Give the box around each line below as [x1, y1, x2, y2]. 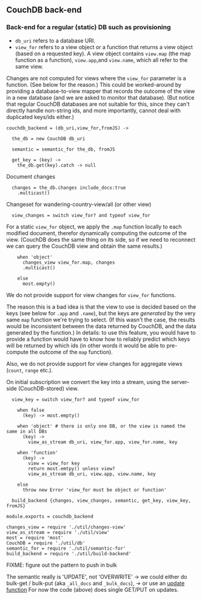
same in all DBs [6, 428, 47, 434]
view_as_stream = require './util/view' [6, 529, 110, 535]
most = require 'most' [6, 535, 64, 541]
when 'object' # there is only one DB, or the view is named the [17, 423, 186, 429]
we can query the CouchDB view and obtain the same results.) [6, 242, 163, 250]
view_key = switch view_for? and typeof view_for [12, 396, 140, 403]
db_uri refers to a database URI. [15, 36, 96, 44]
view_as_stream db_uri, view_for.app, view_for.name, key [28, 439, 178, 445]
